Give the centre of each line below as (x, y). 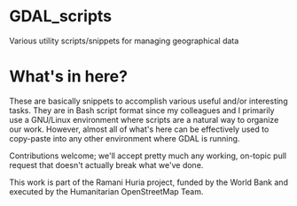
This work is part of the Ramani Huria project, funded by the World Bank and (148, 182)
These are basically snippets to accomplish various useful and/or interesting (148, 101)
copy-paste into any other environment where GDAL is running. (125, 138)
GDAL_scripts (61, 16)
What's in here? (69, 76)
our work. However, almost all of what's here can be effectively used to (139, 129)
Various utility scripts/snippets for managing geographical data (124, 41)
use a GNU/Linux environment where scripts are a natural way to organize (144, 119)
